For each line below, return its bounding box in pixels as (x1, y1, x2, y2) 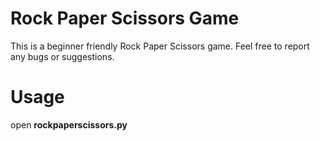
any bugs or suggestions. (10, 50, 115, 62)
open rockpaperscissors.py (10, 118, 128, 131)
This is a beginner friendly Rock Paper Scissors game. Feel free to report (10, 40, 310, 52)
